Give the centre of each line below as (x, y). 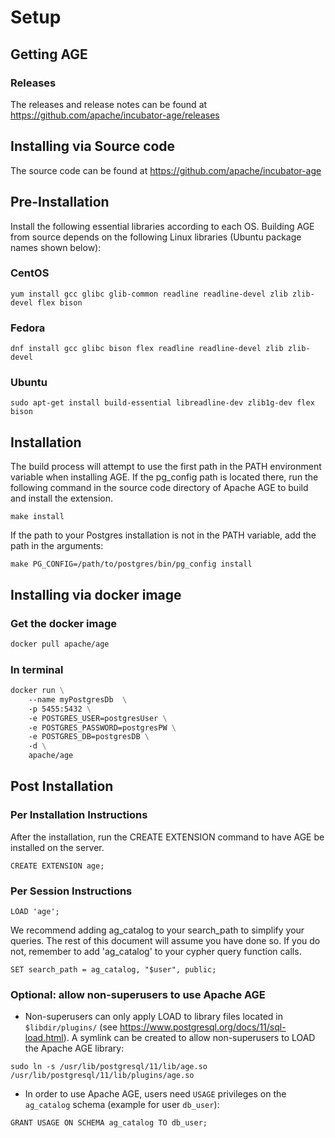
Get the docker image (64, 623)
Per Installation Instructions (79, 815)
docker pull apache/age (60, 644)
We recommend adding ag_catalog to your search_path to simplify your (157, 930)
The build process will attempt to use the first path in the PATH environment (166, 467)
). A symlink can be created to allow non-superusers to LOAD (189, 1038)
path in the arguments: (57, 546)
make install (37, 517)
